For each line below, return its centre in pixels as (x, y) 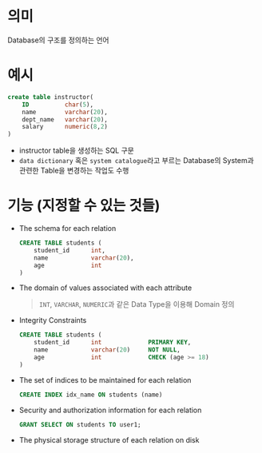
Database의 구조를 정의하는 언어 (58, 40)
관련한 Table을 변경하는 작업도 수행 (74, 171)
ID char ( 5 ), (58, 105)
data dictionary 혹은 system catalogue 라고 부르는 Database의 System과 (137, 161)
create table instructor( (50, 97)
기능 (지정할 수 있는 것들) (84, 206)
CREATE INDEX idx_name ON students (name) (91, 395)
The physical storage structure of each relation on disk (109, 439)
